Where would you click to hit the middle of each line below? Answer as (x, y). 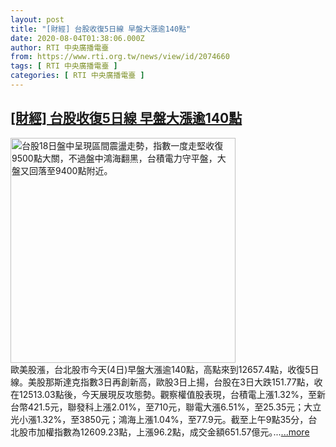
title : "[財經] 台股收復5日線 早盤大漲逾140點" (101, 29)
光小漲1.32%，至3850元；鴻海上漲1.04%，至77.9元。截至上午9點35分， (159, 419)
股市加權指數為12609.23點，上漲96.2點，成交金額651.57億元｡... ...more (164, 432)
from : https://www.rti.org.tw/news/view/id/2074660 (120, 57)
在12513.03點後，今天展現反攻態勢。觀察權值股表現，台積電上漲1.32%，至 (164, 394)
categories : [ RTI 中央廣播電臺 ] (77, 76)
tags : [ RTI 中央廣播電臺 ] (64, 66)
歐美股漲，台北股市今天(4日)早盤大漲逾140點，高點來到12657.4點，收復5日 (165, 369)
